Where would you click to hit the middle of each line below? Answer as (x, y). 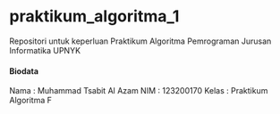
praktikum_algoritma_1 (94, 16)
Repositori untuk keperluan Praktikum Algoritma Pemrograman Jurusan (140, 41)
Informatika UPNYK (45, 50)
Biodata (24, 71)
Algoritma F (30, 101)
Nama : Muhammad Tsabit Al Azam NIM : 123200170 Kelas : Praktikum (139, 91)
